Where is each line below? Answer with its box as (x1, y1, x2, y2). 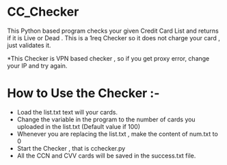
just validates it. (7, 41, 51, 49)
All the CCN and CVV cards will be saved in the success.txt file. (16, 151, 196, 160)
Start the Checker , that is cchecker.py (16, 144, 126, 152)
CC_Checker (7, 4, 79, 20)
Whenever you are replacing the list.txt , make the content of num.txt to (16, 130, 219, 138)
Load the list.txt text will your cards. (16, 108, 118, 116)
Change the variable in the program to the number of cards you (16, 115, 196, 123)
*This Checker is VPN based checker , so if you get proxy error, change (7, 54, 210, 62)
